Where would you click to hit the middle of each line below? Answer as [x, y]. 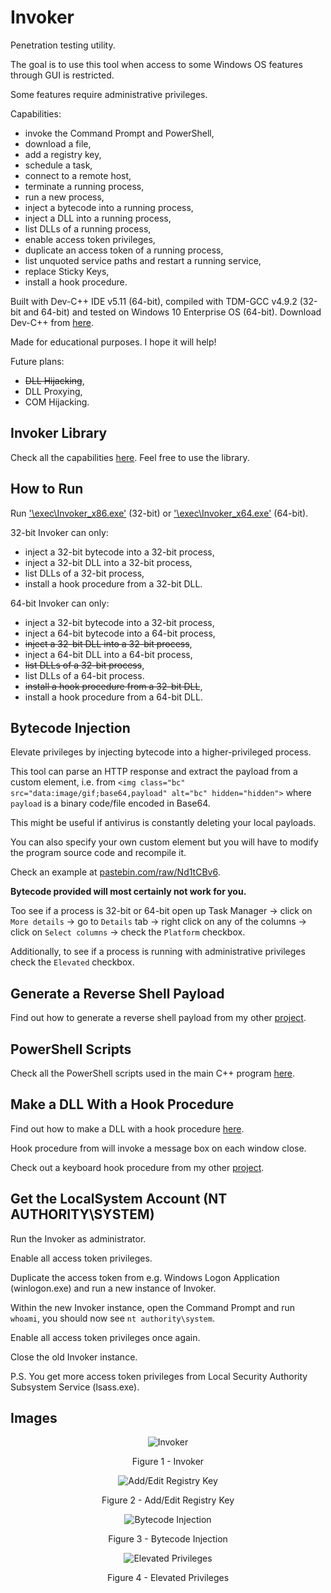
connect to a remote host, [78, 175]
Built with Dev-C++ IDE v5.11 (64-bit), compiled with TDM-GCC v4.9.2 [154, 301]
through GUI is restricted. [62, 75]
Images [34, 1418]
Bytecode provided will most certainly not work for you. [128, 892]
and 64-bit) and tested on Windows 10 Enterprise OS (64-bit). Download [172, 312]
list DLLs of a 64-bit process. [84, 675]
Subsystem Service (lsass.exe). [75, 1387]
